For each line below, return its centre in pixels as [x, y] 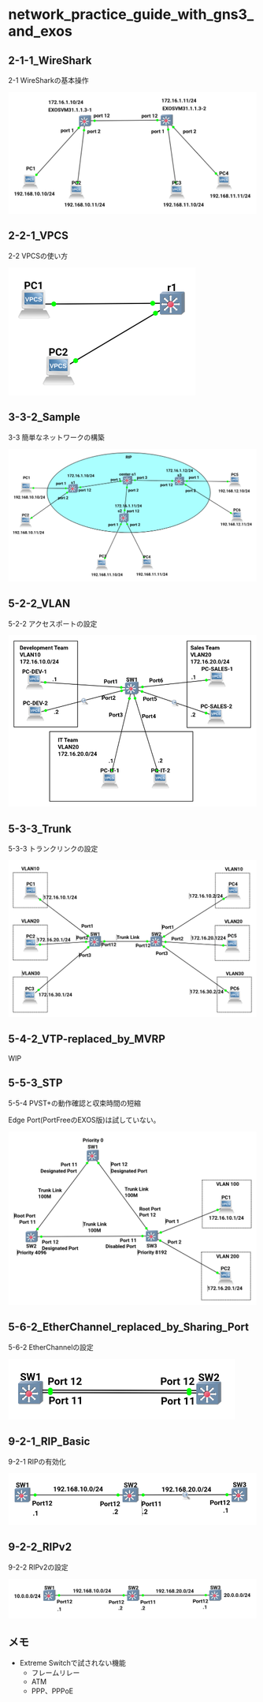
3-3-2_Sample [44, 417]
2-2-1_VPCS [38, 236]
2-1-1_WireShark [50, 60]
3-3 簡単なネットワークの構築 [56, 437]
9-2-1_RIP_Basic [49, 1442]
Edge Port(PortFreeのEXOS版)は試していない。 [84, 1120]
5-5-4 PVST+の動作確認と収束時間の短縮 [75, 1103]
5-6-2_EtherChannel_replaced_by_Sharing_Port [129, 1327]
